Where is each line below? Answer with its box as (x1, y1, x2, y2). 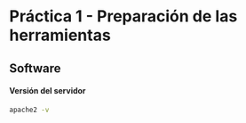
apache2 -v (9, 105, 50, 114)
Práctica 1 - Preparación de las (9, 6, 238, 27)
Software (9, 61, 61, 76)
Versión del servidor (9, 86, 86, 96)
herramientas (9, 25, 111, 45)
